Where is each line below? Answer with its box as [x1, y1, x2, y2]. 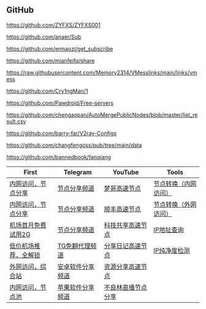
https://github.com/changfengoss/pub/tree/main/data [6, 141, 142, 149]
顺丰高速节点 [104, 205, 141, 213]
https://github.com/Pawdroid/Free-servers [6, 99, 114, 106]
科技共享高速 [104, 221, 141, 229]
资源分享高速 [104, 262, 141, 271]
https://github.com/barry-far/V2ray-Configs [6, 129, 117, 137]
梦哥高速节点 [104, 184, 141, 192]
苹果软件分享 [57, 283, 95, 291]
